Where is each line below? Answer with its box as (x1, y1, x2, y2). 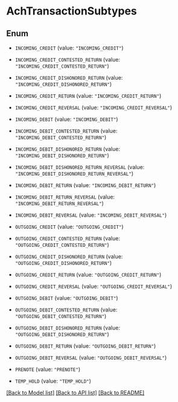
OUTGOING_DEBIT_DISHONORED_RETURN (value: (14, 324, 121, 331)
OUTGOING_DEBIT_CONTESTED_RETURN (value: (14, 306, 118, 313)
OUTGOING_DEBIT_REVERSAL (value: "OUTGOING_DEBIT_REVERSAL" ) (14, 354, 167, 361)
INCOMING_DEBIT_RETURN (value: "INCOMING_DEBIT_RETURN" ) (14, 182, 156, 188)
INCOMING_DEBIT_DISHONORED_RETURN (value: (14, 145, 121, 152)
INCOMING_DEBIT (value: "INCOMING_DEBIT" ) (14, 116, 119, 123)
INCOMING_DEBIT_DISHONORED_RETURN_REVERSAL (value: (14, 164, 145, 170)
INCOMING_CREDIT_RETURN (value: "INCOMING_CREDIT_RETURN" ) (14, 92, 162, 99)
